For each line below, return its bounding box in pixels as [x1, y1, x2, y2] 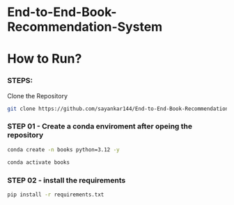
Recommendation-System [7, 19, 163, 35]
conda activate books [7, 158, 70, 166]
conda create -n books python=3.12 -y [7, 146, 120, 153]
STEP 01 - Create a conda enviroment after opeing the [7, 121, 193, 131]
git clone [7, 105, 36, 112]
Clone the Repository [7, 91, 68, 100]
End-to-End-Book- [7, 4, 117, 20]
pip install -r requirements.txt [7, 191, 104, 198]
